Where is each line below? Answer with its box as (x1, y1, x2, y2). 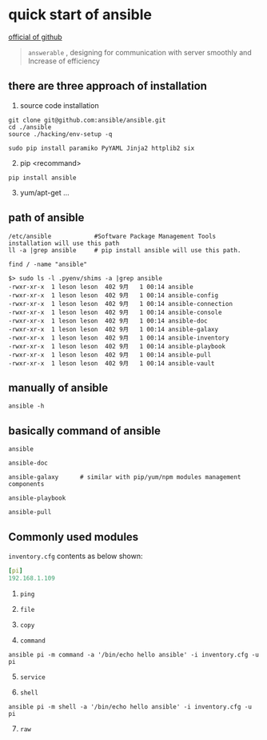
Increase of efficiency (27, 56, 100, 66)
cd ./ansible (8, 123, 52, 131)
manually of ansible (8, 380, 109, 394)
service (19, 673, 46, 682)
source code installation (19, 100, 99, 110)
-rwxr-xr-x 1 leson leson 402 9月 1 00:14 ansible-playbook (8, 342, 226, 350)
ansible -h (8, 402, 45, 410)
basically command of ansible (8, 424, 161, 437)
